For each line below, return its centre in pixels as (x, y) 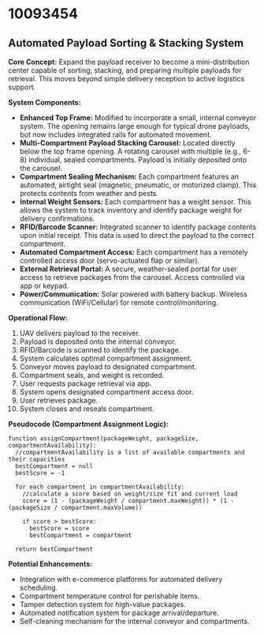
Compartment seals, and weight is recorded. (92, 375)
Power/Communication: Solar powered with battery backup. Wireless (134, 294)
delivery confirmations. (57, 219)
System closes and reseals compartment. (87, 409)
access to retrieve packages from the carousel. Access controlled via (132, 277)
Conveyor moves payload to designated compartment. (108, 367)
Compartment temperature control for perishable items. (110, 596)
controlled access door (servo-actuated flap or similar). (110, 260)
